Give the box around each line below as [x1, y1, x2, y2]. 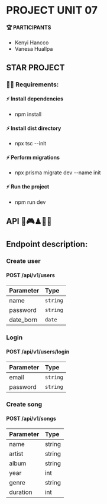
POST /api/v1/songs [6, 415, 56, 422]
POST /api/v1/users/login [6, 348, 70, 355]
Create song [6, 400, 43, 408]
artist [9, 450, 24, 458]
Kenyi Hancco [14, 39, 49, 46]
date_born [9, 316, 38, 324]
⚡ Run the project [6, 183, 50, 190]
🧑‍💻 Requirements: [6, 80, 59, 89]
